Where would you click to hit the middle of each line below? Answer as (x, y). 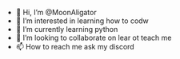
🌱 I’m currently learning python (67, 29)
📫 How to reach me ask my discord (75, 47)
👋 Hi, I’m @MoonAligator (56, 12)
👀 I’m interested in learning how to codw (82, 21)
